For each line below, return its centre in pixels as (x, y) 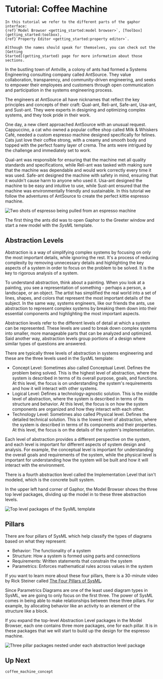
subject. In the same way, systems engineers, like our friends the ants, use (80, 303)
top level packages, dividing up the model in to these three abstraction (76, 494)
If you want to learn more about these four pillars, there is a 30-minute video (81, 575)
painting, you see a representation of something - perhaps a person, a (75, 287)
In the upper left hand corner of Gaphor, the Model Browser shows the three (81, 489)
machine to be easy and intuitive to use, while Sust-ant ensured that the (77, 186)
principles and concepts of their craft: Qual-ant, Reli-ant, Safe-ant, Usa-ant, (81, 104)
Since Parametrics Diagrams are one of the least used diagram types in (76, 590)
